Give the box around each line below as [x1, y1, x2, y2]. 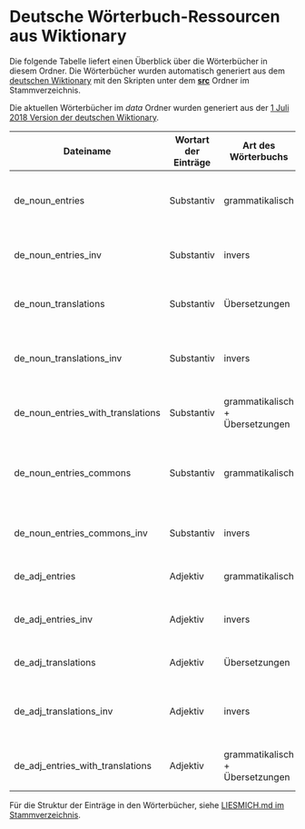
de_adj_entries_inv [14, 613, 93, 626]
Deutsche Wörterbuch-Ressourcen [9, 6, 280, 27]
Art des [241, 139, 276, 152]
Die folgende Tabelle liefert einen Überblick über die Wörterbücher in [9, 55, 268, 66]
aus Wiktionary [9, 25, 127, 46]
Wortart [174, 133, 211, 146]
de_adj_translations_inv [14, 705, 113, 717]
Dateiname [63, 144, 112, 157]
